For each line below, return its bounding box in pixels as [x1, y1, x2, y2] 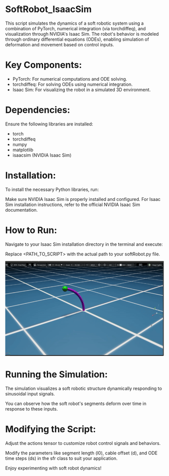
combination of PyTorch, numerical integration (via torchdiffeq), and [5, 25, 146, 31]
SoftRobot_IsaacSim [5, 4, 92, 15]
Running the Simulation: [5, 369, 108, 380]
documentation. [5, 207, 38, 213]
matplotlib [12, 147, 34, 153]
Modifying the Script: [5, 423, 97, 435]
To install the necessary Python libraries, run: [5, 186, 99, 192]
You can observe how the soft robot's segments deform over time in [5, 400, 147, 406]
